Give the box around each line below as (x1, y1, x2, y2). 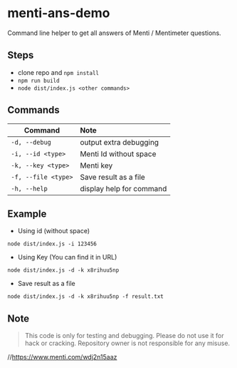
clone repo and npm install (17, 68, 100, 76)
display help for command (80, 183, 167, 193)
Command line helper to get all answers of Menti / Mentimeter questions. (7, 29, 222, 37)
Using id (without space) (17, 227, 90, 235)
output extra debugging (80, 137, 159, 147)
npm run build (17, 77, 60, 84)
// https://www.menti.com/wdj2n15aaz (7, 353, 117, 362)
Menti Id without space (80, 148, 157, 158)
